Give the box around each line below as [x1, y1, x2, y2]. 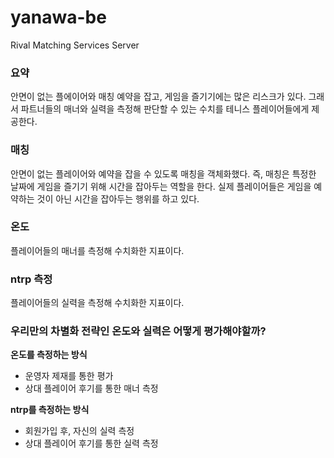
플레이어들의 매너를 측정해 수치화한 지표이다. [10, 244, 185, 256]
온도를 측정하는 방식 [10, 349, 88, 361]
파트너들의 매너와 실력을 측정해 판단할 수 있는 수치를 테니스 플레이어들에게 [20, 103, 310, 115]
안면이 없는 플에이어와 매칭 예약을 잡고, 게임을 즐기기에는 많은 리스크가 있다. [10, 91, 307, 103]
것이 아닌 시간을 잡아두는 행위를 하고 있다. [36, 192, 200, 205]
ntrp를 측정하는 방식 [10, 404, 90, 416]
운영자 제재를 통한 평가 [24, 370, 114, 382]
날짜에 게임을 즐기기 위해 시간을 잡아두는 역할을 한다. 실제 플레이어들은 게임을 [10, 180, 312, 192]
